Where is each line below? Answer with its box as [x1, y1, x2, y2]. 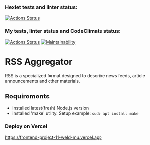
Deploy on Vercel [5, 123, 47, 130]
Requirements [5, 92, 50, 100]
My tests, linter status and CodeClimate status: [5, 28, 121, 35]
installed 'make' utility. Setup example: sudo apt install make [12, 110, 139, 116]
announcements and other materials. [5, 78, 80, 84]
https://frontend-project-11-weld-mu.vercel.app [5, 134, 102, 140]
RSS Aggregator [5, 56, 73, 67]
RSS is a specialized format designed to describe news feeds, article [5, 72, 145, 78]
